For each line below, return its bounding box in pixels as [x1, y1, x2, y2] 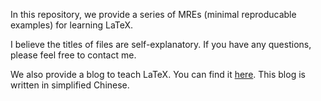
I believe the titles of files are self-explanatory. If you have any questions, [10, 39, 312, 50]
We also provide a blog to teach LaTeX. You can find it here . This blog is [10, 69, 306, 80]
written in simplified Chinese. [10, 79, 130, 91]
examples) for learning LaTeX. [10, 19, 134, 31]
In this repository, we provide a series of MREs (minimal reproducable [10, 9, 297, 20]
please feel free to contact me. [10, 49, 137, 61]
